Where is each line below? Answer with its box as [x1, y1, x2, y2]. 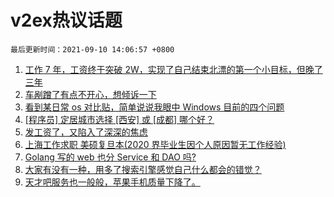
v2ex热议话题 [10, 9, 123, 32]
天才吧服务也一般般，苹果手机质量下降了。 [24, 176, 201, 188]
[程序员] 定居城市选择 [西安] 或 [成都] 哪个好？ [24, 113, 215, 125]
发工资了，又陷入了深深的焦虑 [24, 126, 148, 138]
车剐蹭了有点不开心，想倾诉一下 [24, 88, 157, 100]
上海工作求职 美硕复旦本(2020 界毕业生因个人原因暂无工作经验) [24, 138, 287, 150]
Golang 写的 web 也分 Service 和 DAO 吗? [24, 151, 197, 163]
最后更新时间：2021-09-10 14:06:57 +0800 [10, 44, 175, 55]
